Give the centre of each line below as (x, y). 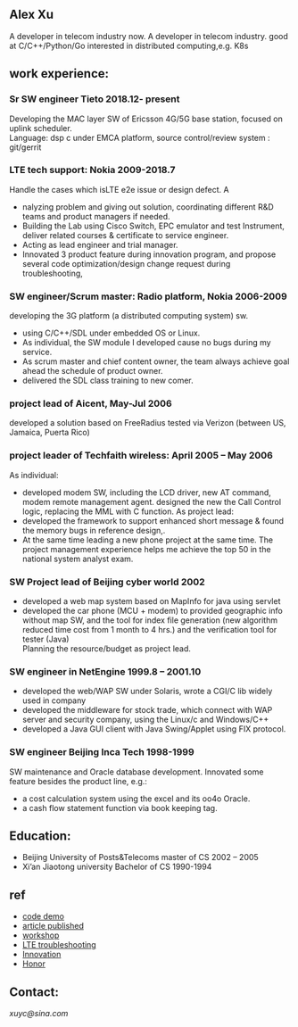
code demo (43, 916)
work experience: (59, 74)
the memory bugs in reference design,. (94, 530)
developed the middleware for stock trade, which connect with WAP (147, 710)
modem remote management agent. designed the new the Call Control (152, 501)
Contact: (34, 992)
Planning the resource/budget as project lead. (107, 648)
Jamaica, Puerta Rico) (50, 433)
